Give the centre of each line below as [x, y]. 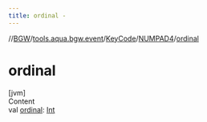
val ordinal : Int [32, 109]
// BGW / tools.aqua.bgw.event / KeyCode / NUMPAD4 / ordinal [103, 38]
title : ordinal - [37, 16]
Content [22, 101]
